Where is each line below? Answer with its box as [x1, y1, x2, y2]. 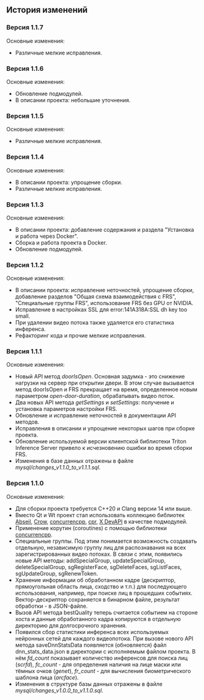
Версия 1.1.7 [6, 23, 44, 32]
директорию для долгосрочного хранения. [15, 622, 127, 629]
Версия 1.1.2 [6, 260, 44, 269]
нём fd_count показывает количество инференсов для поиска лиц [15, 654, 188, 661]
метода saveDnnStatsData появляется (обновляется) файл [15, 641, 167, 649]
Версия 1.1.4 [6, 153, 44, 161]
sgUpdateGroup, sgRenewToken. [15, 570, 99, 577]
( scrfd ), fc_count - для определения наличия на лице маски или [15, 660, 181, 668]
